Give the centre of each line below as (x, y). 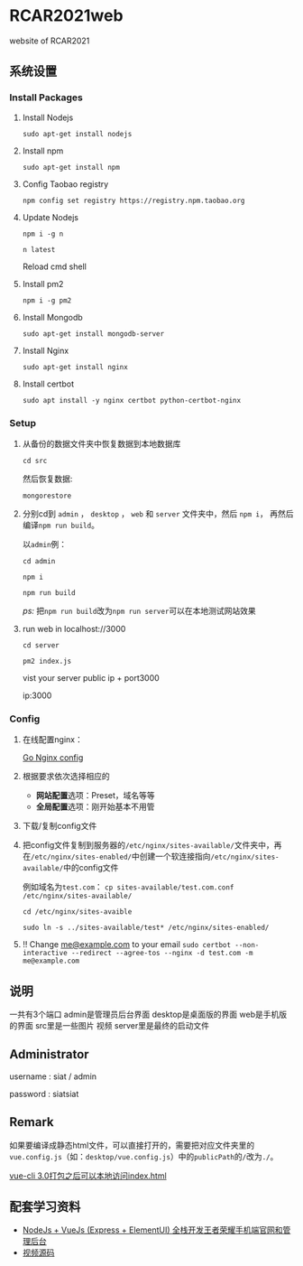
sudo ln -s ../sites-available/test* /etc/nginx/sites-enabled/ (146, 928)
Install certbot (48, 384)
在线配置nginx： (52, 740)
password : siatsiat (44, 1094)
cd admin (39, 561)
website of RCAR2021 (50, 41)
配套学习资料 (45, 1207)
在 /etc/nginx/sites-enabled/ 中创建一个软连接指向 (116, 856)
